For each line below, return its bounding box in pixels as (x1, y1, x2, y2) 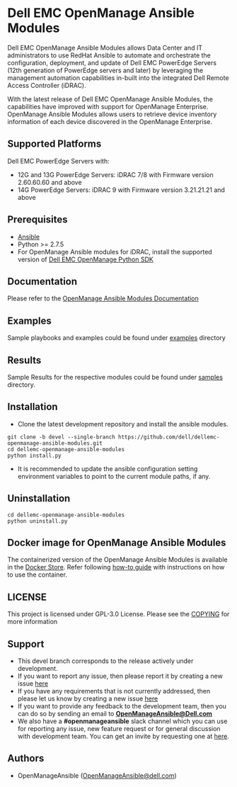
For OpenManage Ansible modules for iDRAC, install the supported (17, 247, 212, 256)
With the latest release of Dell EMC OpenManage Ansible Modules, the (7, 94, 214, 103)
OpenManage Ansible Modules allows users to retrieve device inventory (7, 110, 217, 118)
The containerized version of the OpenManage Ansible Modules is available (7, 555, 228, 564)
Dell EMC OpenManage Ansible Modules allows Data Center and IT (7, 43, 203, 52)
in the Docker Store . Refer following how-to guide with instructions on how (7, 563, 225, 572)
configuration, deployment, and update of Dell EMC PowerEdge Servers (7, 58, 217, 67)
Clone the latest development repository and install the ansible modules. (17, 419, 229, 428)
